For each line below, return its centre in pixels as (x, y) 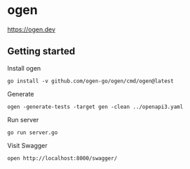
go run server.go (33, 132)
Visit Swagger (27, 145)
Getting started (41, 51)
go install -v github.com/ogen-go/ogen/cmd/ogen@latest (90, 81)
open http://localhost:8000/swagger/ (62, 158)
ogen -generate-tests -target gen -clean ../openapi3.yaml (95, 107)
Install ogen (24, 68)
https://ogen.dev (32, 29)
